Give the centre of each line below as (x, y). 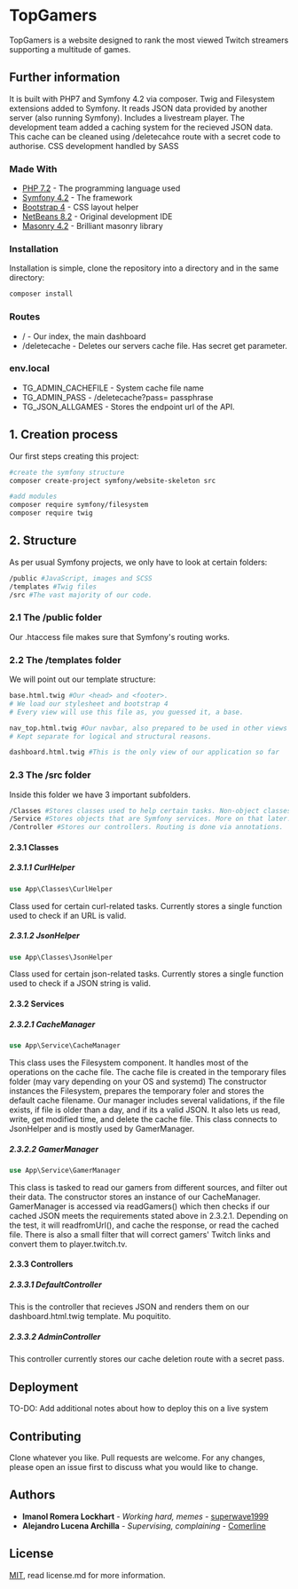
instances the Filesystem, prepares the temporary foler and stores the (137, 1091)
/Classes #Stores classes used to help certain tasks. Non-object (134, 810)
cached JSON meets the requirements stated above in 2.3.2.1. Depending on (149, 1215)
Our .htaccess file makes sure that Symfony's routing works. (120, 636)
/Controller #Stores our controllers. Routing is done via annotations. (146, 827)
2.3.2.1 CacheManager (52, 1024)
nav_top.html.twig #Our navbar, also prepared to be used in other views (149, 728)
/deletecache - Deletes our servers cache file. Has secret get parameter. (155, 345)
